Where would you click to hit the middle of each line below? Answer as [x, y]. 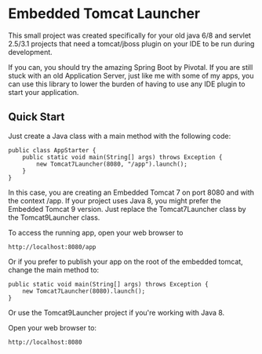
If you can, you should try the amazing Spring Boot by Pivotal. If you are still [131, 67]
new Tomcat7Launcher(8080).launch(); [84, 291]
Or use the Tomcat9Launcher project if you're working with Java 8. [116, 312]
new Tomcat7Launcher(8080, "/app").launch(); [112, 164]
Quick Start [36, 117]
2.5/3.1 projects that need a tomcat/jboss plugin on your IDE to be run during [131, 43]
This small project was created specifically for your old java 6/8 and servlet [129, 35]
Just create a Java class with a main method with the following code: [120, 136]
